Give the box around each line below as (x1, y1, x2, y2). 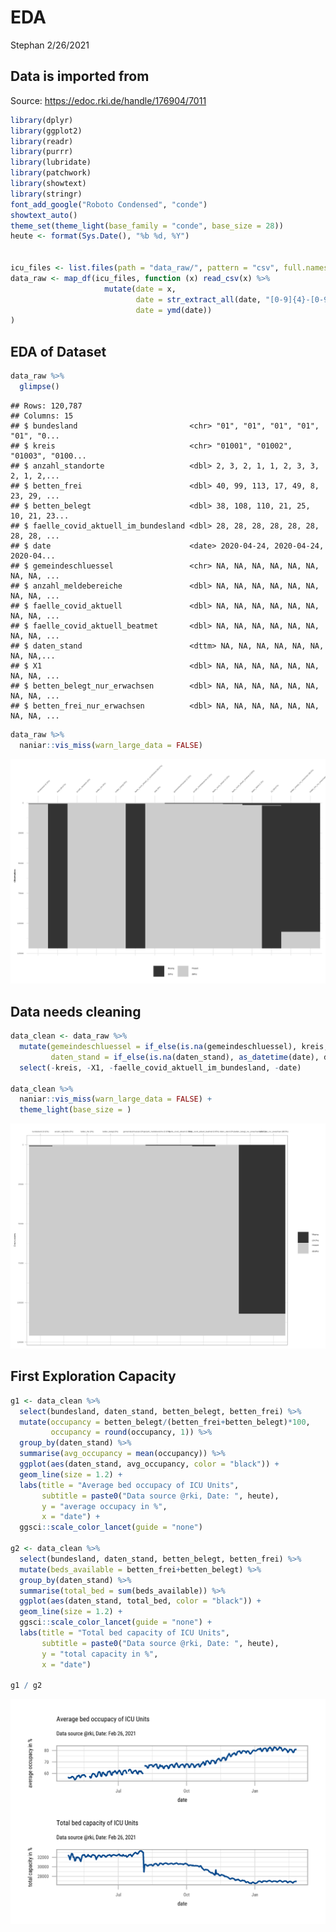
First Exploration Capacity (10, 1368, 177, 1385)
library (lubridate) (10, 157, 92, 168)
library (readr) (10, 136, 74, 146)
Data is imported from (10, 68, 150, 85)
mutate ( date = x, (104, 284, 177, 294)
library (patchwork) (10, 168, 92, 178)
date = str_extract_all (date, (135, 294, 262, 305)
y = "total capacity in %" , (41, 1649, 159, 1659)
